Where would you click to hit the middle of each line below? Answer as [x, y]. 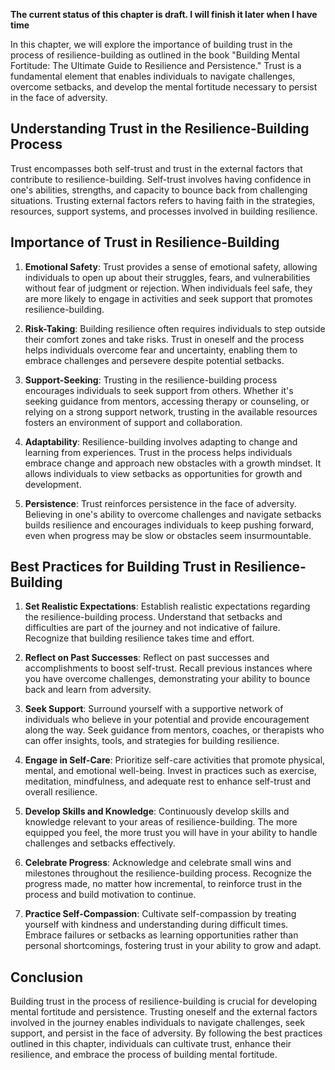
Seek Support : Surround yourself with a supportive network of [154, 709]
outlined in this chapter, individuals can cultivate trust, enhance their [151, 1044]
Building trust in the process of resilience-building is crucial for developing [164, 1001]
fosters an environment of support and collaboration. [133, 422]
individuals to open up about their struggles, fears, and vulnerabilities [167, 277]
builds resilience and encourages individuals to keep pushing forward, [169, 525]
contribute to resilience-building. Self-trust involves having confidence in [161, 179]
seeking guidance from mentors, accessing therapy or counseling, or [167, 401]
